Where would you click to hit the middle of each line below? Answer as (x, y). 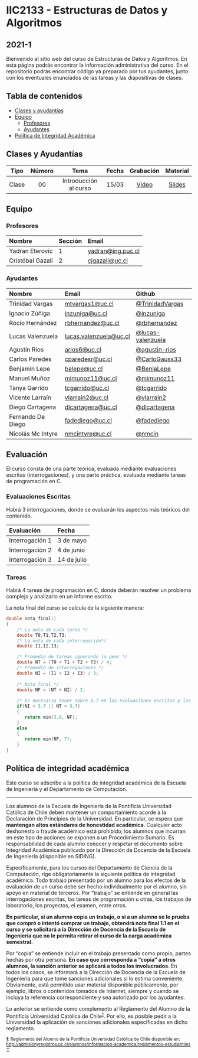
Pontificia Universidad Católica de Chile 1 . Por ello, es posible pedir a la (91, 1015)
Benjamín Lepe (30, 369)
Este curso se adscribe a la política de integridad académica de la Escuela (96, 783)
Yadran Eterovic (31, 251)
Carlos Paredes (30, 359)
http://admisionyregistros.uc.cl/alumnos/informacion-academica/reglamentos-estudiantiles (98, 1044)
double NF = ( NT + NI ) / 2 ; (51, 690)
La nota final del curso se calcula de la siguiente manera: (75, 608)
